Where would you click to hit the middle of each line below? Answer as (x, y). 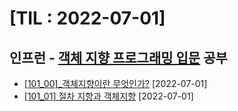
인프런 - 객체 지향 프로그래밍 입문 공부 (118, 57)
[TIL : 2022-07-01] (87, 18)
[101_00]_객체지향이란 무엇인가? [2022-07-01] (115, 83)
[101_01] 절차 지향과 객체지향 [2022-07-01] (108, 96)
